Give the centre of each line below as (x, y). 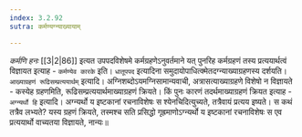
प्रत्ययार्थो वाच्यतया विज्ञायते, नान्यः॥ (59, 122)
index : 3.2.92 (36, 18)
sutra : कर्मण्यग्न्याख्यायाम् (45, 26)
